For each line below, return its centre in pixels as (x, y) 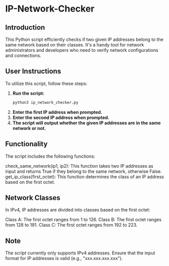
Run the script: (28, 93)
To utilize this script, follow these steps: (46, 83)
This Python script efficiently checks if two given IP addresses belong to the (84, 39)
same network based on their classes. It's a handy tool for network (75, 45)
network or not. (29, 128)
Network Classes (33, 198)
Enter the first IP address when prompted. (57, 112)
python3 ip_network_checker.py (45, 102)
